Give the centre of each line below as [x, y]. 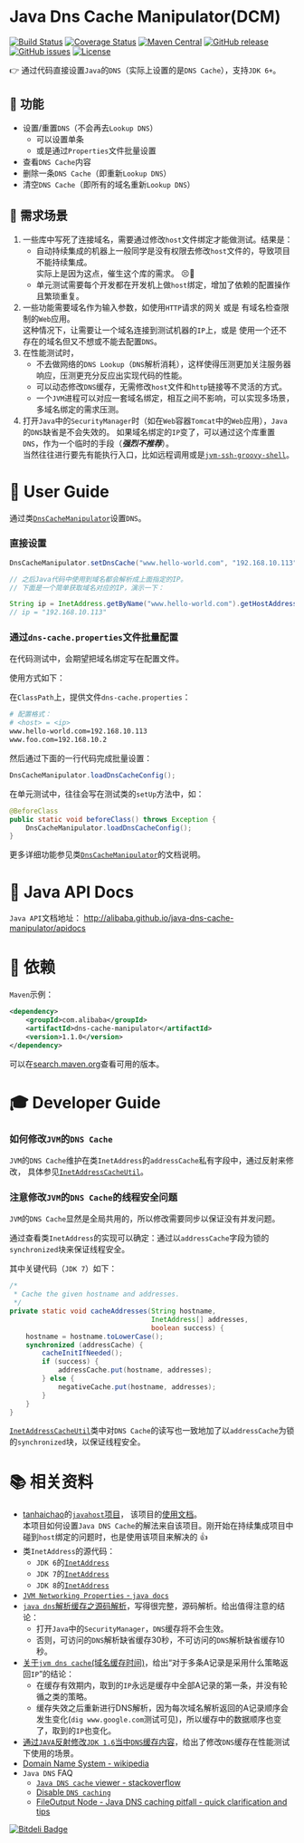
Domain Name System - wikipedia [85, 1763]
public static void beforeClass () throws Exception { [113, 819]
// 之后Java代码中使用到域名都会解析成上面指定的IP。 [99, 579]
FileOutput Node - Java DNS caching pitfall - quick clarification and [161, 1802]
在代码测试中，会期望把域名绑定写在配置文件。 [96, 659]
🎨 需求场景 [38, 216]
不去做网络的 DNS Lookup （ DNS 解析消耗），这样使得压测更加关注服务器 [163, 363]
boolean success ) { [187, 1328]
